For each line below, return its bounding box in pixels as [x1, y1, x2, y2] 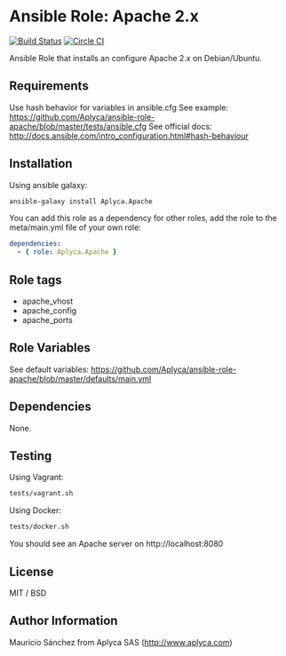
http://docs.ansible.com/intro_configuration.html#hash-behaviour [9, 130, 249, 141]
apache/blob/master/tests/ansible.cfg [9, 121, 147, 131]
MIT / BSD [9, 588, 47, 598]
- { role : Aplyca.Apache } [17, 248, 117, 257]
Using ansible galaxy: [9, 179, 88, 190]
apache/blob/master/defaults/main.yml [9, 373, 152, 383]
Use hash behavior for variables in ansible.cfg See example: [9, 102, 229, 113]
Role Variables [9, 340, 91, 356]
